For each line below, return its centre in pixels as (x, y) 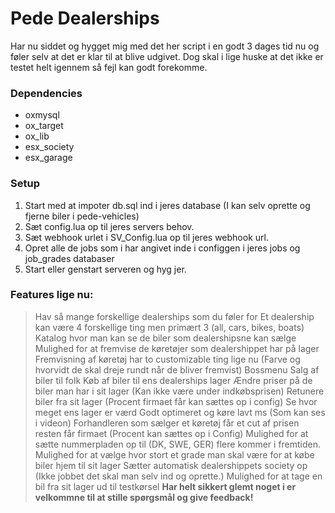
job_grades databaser (69, 258)
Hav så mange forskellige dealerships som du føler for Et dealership (174, 316)
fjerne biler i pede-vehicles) (82, 216)
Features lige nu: (52, 295)
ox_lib (37, 136)
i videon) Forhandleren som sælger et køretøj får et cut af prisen (167, 423)
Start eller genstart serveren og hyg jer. (105, 269)
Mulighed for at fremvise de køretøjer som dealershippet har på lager (177, 348)
